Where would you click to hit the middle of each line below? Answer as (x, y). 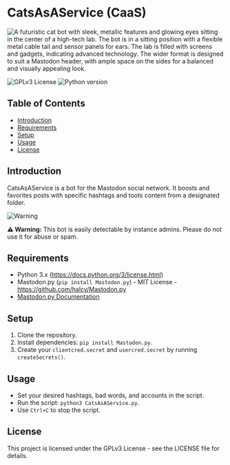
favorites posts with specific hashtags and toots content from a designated (114, 195)
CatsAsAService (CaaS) (77, 13)
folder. (16, 202)
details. (18, 455)
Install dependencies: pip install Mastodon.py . (85, 342)
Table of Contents (46, 104)
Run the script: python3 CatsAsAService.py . (78, 403)
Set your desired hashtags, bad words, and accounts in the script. (111, 395)
